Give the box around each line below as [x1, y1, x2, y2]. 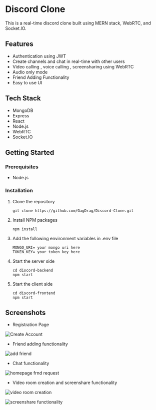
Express [12, 112, 29, 118]
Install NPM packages [12, 217, 57, 223]
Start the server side [12, 258, 55, 264]
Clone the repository [12, 198, 55, 204]
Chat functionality [12, 361, 49, 367]
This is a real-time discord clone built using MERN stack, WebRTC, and [5, 20, 151, 26]
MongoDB [12, 107, 33, 113]
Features [5, 40, 33, 48]
